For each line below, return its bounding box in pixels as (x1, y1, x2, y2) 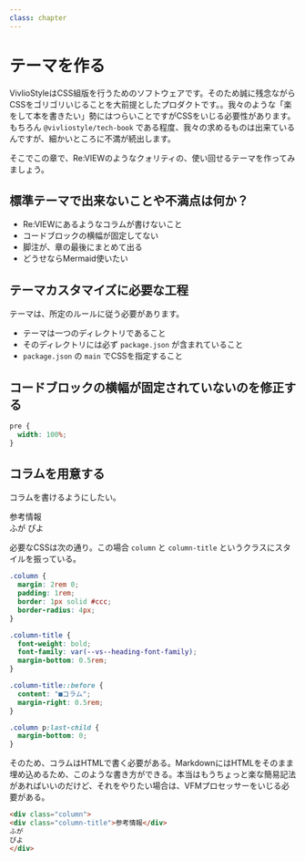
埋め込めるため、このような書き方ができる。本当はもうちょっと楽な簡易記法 (9, 769, 297, 780)
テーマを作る (9, 56, 107, 76)
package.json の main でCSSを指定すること (22, 350, 184, 361)
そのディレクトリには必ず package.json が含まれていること (22, 339, 244, 350)
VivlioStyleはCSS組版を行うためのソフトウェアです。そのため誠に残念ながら (9, 88, 296, 99)
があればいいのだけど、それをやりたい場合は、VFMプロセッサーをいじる (9, 781, 282, 792)
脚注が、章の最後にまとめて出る (22, 242, 143, 253)
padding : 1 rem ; (17, 589, 76, 598)
